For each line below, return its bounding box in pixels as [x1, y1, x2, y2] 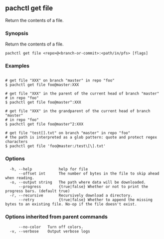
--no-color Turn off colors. [18, 224, 84, 229]
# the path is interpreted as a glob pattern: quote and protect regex [5, 135, 157, 140]
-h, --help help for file [9, 166, 88, 171]
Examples [5, 62, 30, 69]
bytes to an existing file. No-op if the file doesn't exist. [5, 201, 137, 206]
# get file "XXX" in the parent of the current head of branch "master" [5, 91, 160, 96]
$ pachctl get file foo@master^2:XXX [5, 122, 84, 127]
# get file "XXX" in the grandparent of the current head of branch [5, 108, 151, 114]
